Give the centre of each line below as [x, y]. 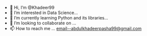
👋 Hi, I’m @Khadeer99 [32, 8]
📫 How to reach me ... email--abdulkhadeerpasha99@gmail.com [76, 28]
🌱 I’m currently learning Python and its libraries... [59, 18]
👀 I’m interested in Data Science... [44, 13]
